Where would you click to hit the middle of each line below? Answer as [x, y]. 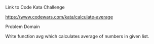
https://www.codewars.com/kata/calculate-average [59, 17]
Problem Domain [23, 26]
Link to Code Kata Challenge [35, 7]
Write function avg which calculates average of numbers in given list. [77, 36]
